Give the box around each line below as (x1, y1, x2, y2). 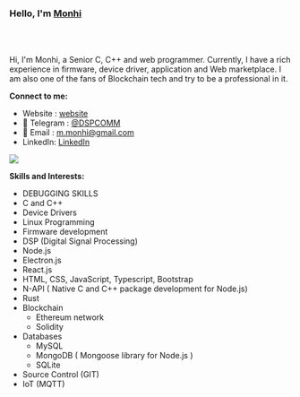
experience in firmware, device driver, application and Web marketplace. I (9, 64, 282, 74)
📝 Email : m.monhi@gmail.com (21, 127, 134, 138)
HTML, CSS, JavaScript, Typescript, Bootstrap (21, 274, 194, 285)
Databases (21, 331, 63, 342)
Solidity (35, 322, 64, 332)
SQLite (35, 359, 61, 370)
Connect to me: (9, 91, 69, 101)
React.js (21, 264, 53, 275)
